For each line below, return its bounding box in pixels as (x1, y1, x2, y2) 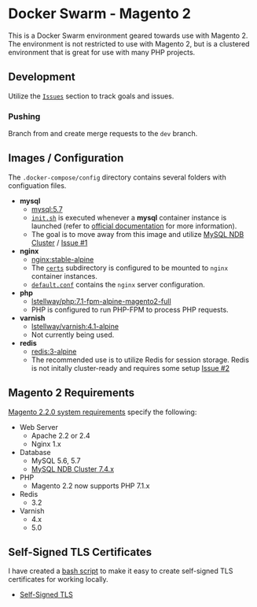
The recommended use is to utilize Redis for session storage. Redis (31, 355, 250, 365)
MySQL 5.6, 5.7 (31, 456, 81, 465)
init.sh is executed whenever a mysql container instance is (31, 213, 227, 222)
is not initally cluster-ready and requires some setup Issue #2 (31, 363, 230, 372)
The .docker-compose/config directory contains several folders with (8, 172, 226, 182)
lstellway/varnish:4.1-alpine (31, 321, 119, 331)
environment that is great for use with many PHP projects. (8, 47, 196, 57)
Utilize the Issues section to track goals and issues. (8, 91, 174, 101)
